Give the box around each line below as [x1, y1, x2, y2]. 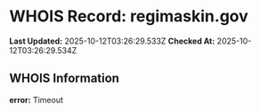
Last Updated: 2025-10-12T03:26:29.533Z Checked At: [9, 36, 215, 46]
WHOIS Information [9, 71, 120, 86]
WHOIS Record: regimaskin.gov [9, 6, 249, 27]
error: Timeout [9, 94, 64, 105]
